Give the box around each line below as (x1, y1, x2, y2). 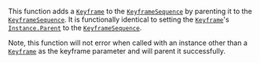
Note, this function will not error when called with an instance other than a (8, 38, 248, 47)
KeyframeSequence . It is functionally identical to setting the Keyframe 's (8, 15, 229, 24)
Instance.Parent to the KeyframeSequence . (8, 23, 142, 32)
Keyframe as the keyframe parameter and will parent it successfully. (8, 47, 226, 55)
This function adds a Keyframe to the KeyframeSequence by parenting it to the (8, 7, 253, 16)
